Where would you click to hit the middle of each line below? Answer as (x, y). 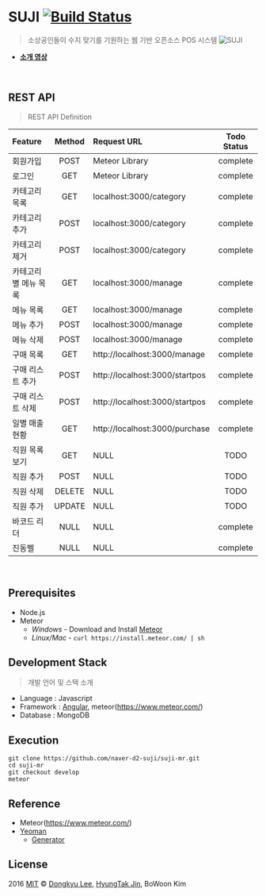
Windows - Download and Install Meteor (97, 629)
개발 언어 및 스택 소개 (60, 683)
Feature (27, 141)
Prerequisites (42, 593)
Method (70, 141)
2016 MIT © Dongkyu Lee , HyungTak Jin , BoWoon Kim (97, 883)
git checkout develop (44, 773)
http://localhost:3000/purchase (152, 429)
